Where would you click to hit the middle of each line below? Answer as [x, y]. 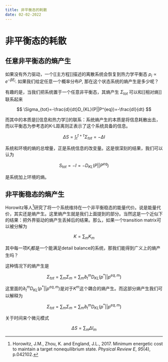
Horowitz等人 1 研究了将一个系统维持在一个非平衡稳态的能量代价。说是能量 [81, 207]
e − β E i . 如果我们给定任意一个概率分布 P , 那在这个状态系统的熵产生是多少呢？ [82, 81]
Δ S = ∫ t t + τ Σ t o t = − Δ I [84, 137]
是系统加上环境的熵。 [27, 177]
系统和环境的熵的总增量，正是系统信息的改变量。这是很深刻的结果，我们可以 [84, 148]
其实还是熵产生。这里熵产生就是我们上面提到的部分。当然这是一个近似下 [88, 214]
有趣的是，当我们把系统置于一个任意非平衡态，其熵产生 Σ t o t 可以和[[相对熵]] [83, 92]
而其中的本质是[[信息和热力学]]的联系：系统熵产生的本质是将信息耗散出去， [83, 119]
